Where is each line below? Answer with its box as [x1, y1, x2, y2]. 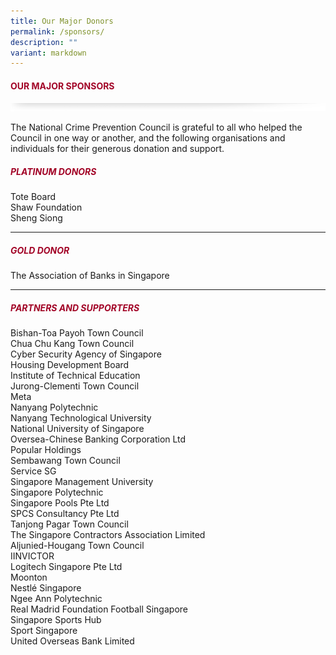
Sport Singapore [10, 625, 78, 637]
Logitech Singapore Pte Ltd [10, 561, 123, 573]
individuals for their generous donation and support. [10, 143, 225, 155]
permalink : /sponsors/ [10, 26, 105, 37]
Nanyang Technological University [10, 412, 152, 424]
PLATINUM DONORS [10, 166, 97, 178]
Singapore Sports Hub [10, 614, 102, 626]
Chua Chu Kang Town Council [10, 338, 135, 350]
